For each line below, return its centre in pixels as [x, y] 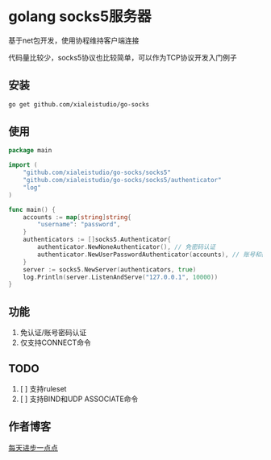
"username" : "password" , [79, 225]
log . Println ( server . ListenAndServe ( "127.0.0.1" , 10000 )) [121, 277]
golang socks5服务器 [80, 17]
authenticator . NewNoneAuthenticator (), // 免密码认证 [127, 247]
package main [30, 151]
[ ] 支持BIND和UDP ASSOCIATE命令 [79, 399]
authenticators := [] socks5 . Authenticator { [97, 240]
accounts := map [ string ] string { [77, 217]
